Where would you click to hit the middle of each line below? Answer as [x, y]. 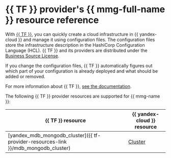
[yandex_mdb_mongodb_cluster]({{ [50, 135]
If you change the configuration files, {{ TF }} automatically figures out [79, 66]
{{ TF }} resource [65, 120]
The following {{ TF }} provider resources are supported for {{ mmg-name [83, 96]
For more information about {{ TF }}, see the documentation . [68, 86]
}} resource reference [52, 20]
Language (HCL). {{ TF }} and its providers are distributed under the [76, 50]
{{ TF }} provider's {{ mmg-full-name [85, 9]
